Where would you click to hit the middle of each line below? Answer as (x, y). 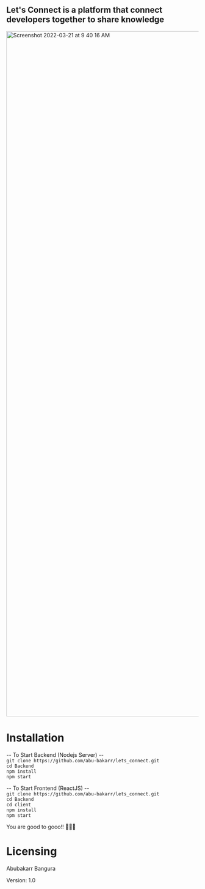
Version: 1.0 (21, 880)
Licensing (32, 851)
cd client (19, 805)
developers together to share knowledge (85, 20)
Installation (35, 738)
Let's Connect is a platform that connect (85, 10)
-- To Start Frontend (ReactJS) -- (48, 788)
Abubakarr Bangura (31, 868)
